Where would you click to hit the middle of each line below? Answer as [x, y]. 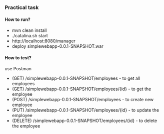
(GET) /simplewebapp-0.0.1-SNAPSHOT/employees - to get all [76, 78]
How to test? [18, 58]
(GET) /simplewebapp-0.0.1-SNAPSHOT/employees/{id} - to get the [81, 89]
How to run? [17, 19]
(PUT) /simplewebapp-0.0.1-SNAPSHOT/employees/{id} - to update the [85, 110]
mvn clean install [29, 30]
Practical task [22, 7]
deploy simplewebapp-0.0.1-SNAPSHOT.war [57, 46]
